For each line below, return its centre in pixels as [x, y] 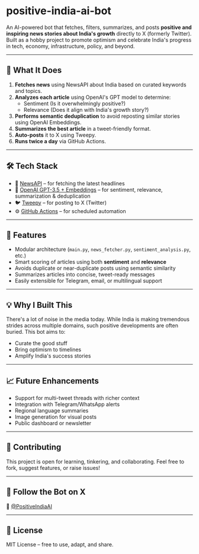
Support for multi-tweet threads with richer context [77, 398]
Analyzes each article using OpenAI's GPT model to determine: [93, 97]
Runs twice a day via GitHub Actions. [60, 141]
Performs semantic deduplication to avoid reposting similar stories [97, 116]
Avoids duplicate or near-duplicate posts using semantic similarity [95, 268]
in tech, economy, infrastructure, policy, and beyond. [70, 46]
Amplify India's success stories [53, 356]
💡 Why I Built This [39, 305]
